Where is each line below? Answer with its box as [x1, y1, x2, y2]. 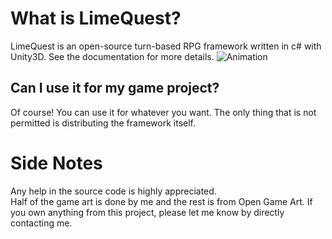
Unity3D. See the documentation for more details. [10, 50, 215, 62]
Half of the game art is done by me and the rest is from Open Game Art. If [10, 195, 313, 207]
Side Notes [10, 152, 103, 174]
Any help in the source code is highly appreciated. [10, 185, 217, 197]
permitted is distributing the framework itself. [10, 117, 196, 129]
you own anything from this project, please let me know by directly [10, 206, 285, 218]
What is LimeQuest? [10, 7, 182, 30]
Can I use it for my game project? [10, 80, 220, 97]
